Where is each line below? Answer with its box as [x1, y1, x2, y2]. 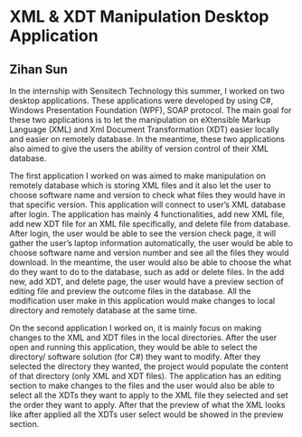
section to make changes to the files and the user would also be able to [9, 380, 275, 391]
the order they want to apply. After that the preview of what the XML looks [9, 400, 286, 410]
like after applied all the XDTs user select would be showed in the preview [9, 409, 284, 420]
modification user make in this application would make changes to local [9, 296, 276, 306]
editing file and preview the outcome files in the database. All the [9, 286, 251, 296]
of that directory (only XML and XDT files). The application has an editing [9, 371, 282, 381]
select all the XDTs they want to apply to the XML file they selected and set [9, 390, 288, 400]
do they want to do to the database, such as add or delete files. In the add [9, 267, 285, 277]
